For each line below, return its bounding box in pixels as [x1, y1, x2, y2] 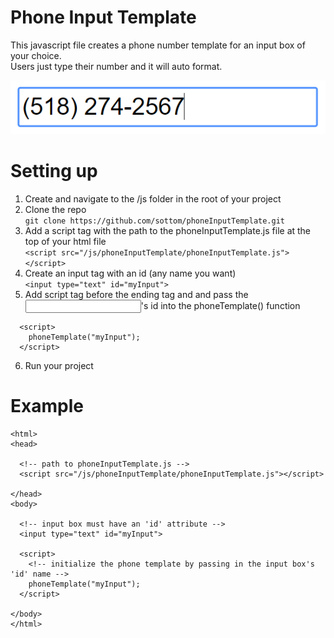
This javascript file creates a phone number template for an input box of [10, 39, 306, 51]
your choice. [10, 49, 62, 61]
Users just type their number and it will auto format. [10, 60, 223, 72]
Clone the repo [24, 203, 87, 215]
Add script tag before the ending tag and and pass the [24, 288, 249, 300]
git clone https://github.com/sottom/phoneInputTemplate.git [24, 216, 286, 226]
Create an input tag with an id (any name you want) [24, 267, 237, 279]
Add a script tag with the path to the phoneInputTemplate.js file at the [24, 224, 312, 236]
